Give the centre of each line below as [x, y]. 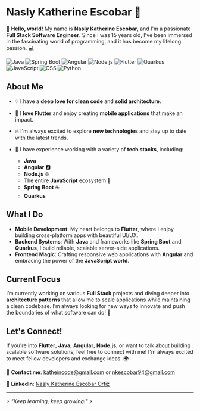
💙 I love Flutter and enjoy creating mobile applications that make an [99, 113]
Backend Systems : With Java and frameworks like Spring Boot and [98, 241]
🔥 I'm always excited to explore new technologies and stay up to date [101, 131]
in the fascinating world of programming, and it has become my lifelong [94, 41]
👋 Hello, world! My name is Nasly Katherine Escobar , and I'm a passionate [99, 29]
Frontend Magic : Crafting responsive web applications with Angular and [104, 254]
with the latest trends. [41, 138]
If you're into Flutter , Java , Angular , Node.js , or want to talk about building [99, 345]
